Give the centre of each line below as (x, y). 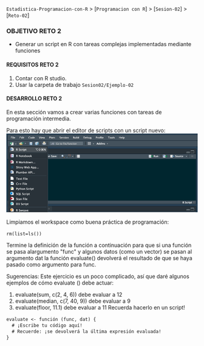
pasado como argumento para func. (51, 265)
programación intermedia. (39, 119)
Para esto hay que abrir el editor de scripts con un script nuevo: (86, 130)
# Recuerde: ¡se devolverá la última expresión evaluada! (87, 332)
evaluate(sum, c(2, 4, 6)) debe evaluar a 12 (69, 295)
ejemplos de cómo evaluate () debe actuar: (60, 283)
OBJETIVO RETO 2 (34, 31)
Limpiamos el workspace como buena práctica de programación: (87, 222)
